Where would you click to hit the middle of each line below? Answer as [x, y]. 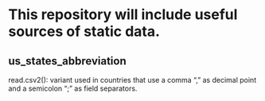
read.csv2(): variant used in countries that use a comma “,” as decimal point [132, 80]
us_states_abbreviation [67, 61]
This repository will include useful [123, 15]
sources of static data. [84, 31]
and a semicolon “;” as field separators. [73, 88]
